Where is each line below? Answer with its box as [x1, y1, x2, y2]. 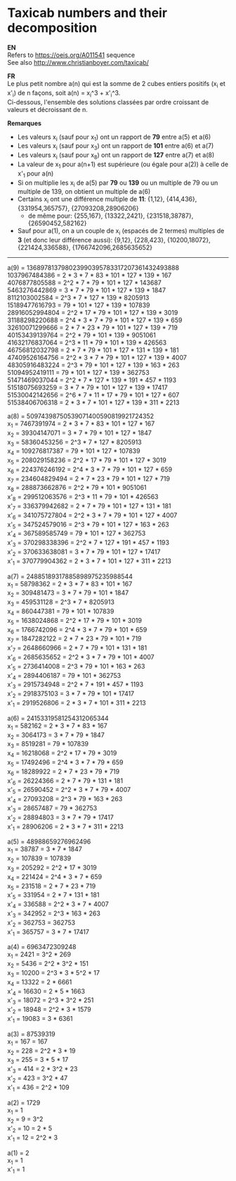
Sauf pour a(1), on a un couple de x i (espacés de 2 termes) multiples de [17, 227, 225, 237]
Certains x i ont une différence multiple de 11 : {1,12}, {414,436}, [17, 195, 197, 205]
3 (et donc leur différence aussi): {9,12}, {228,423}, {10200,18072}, [17, 235, 211, 244]
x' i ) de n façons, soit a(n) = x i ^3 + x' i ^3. [7, 88, 121, 99]
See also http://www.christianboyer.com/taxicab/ [7, 58, 150, 66]
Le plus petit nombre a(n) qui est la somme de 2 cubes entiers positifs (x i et [7, 79, 226, 89]
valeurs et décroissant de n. [7, 105, 88, 113]
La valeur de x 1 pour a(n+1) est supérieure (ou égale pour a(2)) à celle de [17, 160, 229, 170]
